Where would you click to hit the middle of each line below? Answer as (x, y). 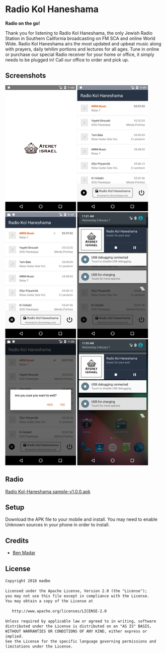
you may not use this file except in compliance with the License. (77, 596)
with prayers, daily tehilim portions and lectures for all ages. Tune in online (82, 49)
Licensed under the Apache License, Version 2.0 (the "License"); (76, 591)
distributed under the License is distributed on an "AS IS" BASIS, (78, 626)
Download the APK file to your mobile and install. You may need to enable (81, 519)
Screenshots (26, 76)
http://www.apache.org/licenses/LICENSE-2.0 (59, 611)
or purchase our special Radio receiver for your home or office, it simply (80, 54)
